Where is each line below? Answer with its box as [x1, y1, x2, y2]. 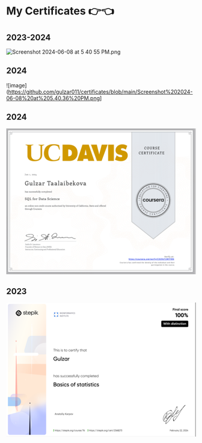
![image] [6, 81, 27, 89]
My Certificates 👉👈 [6, 4, 114, 18]
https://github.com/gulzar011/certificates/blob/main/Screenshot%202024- [8, 88, 194, 95]
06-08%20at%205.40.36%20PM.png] [6, 94, 102, 102]
